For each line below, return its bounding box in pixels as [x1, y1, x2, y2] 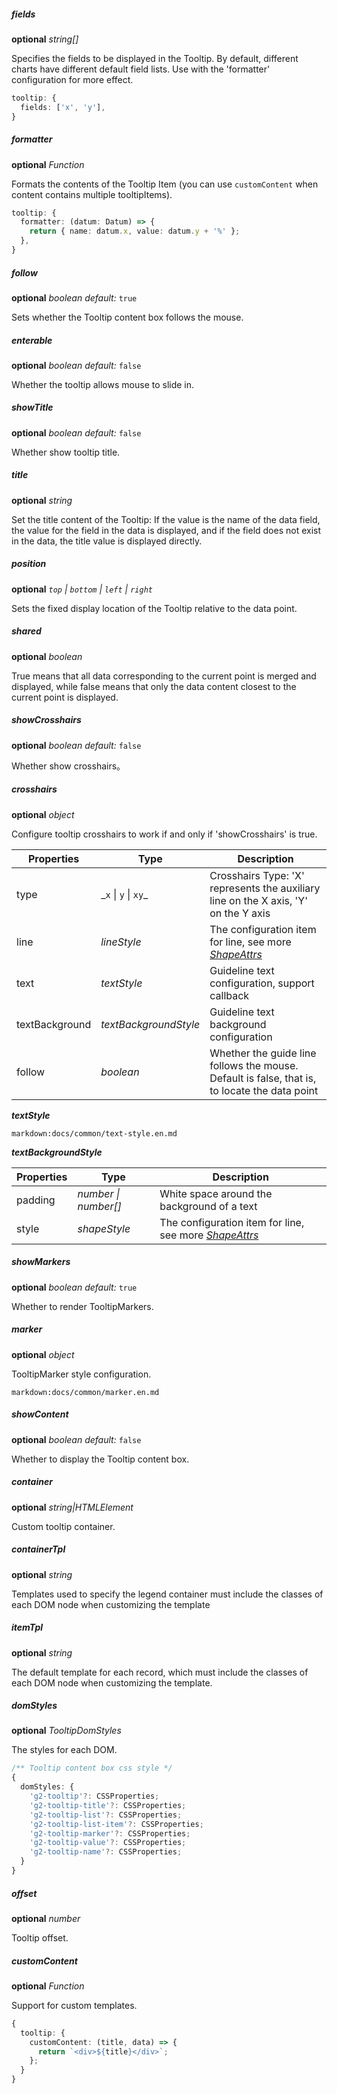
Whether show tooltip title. [11, 446, 121, 458]
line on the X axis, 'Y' [209, 893, 309, 907]
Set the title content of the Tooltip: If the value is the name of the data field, [11, 513, 321, 525]
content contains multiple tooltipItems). [11, 188, 173, 200]
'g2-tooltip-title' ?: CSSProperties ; [29, 1800, 187, 1810]
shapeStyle [77, 1221, 131, 1235]
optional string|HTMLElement [11, 1501, 134, 1513]
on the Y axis [209, 906, 271, 920]
